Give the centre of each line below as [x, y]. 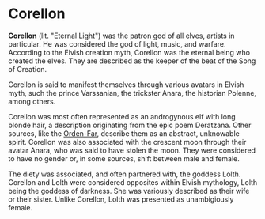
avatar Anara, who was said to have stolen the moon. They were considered [132, 150]
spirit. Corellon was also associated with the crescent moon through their [127, 142]
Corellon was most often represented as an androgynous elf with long [122, 116]
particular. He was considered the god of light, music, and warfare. [117, 43]
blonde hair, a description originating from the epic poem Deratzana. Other [130, 125]
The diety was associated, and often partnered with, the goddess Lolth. [125, 174]
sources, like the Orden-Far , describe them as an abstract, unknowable [124, 133]
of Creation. [28, 69]
